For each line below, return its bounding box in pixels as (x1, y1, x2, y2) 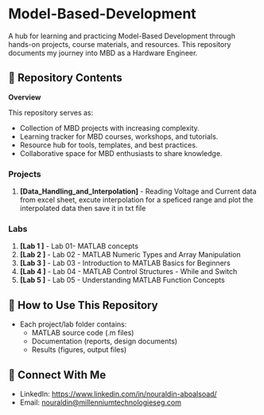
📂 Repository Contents (8, 71, 123, 84)
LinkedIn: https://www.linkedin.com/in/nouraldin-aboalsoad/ (19, 389, 217, 398)
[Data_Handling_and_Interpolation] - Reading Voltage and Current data (19, 186, 257, 196)
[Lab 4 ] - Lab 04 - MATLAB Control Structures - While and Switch (19, 267, 238, 276)
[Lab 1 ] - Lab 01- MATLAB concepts (19, 241, 139, 251)
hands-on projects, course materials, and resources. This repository (8, 39, 231, 49)
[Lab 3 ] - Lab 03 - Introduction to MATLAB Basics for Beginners (19, 258, 231, 268)
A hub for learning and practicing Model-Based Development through (8, 31, 236, 41)
